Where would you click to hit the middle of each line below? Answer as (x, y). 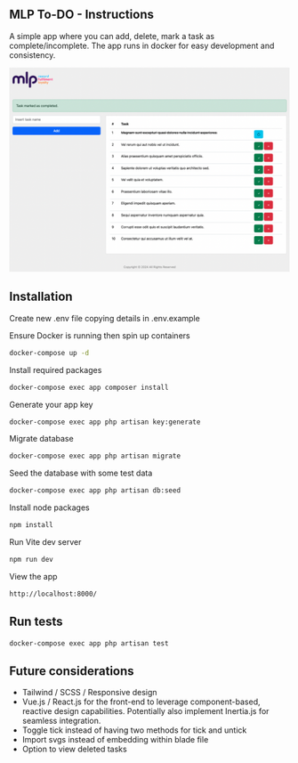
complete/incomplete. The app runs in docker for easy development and (142, 45)
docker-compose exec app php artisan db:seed (95, 491)
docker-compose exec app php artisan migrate (95, 456)
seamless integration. (61, 721)
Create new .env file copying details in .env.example (105, 318)
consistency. (32, 55)
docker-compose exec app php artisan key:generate (105, 422)
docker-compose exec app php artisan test (89, 643)
